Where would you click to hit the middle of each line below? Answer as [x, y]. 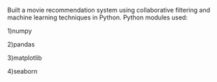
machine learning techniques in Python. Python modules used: [97, 17]
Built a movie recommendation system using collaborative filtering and [109, 10]
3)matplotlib [24, 58]
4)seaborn [22, 71]
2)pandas [21, 44]
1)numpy [20, 31]
